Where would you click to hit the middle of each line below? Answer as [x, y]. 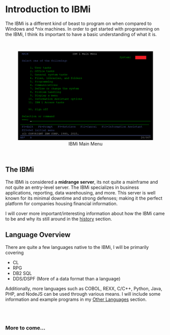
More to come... [25, 328]
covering [15, 253]
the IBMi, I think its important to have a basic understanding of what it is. [81, 34]
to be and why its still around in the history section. [59, 219]
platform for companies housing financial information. [62, 203]
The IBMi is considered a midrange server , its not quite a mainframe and [82, 182]
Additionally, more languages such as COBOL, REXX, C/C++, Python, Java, [84, 288]
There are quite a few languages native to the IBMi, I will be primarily [77, 247]
